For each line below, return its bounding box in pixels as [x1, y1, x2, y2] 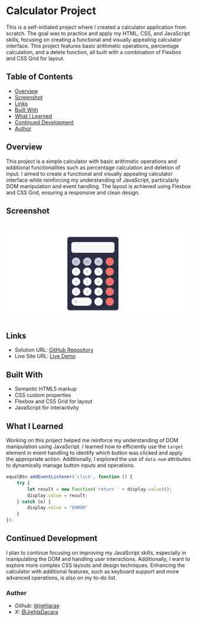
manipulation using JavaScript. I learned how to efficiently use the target [6, 443, 183, 450]
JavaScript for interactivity [14, 404, 79, 411]
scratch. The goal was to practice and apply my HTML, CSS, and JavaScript [6, 29, 190, 36]
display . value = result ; [27, 492, 88, 498]
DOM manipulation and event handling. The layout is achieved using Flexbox [6, 182, 191, 189]
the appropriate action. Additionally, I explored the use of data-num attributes [6, 456, 191, 463]
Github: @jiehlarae [14, 602, 60, 609]
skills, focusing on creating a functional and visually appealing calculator [6, 36, 182, 43]
